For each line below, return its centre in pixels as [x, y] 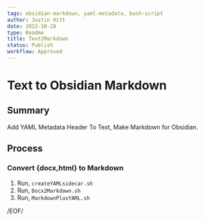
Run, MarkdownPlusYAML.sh [53, 197]
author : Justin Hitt [37, 20]
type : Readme [26, 32]
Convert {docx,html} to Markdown [66, 168]
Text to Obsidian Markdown [87, 86]
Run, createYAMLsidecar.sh [55, 183]
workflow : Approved [35, 52]
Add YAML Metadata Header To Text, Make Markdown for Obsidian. [102, 127]
